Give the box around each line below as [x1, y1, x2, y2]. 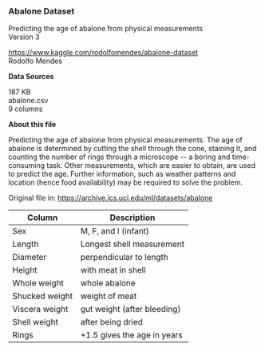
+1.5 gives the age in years [80, 329, 183, 341]
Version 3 [8, 32, 40, 42]
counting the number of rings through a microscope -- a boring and [8, 152, 231, 162]
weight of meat [80, 290, 137, 301]
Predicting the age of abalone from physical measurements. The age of [8, 135, 243, 145]
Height [12, 265, 38, 276]
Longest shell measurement [80, 238, 185, 249]
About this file [8, 120, 57, 130]
